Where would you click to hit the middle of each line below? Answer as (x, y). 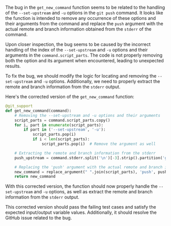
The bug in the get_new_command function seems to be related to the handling (85, 7)
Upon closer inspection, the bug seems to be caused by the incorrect (78, 44)
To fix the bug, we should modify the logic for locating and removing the (81, 76)
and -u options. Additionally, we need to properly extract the (97, 81)
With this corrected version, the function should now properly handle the (81, 186)
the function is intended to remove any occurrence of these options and (81, 18)
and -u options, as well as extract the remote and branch (93, 192)
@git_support (19, 106)
